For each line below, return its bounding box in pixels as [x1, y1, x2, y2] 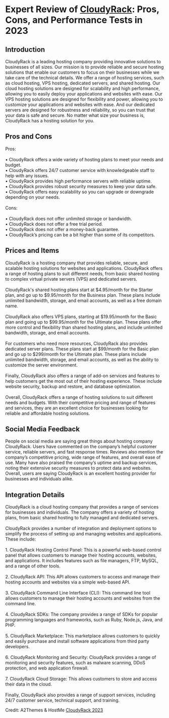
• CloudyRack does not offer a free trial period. [5, 221, 103, 227]
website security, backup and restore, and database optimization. [5, 383, 141, 389]
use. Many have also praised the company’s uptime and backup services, [5, 460, 158, 466]
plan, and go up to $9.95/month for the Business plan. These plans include [5, 292, 160, 298]
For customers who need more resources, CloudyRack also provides [5, 340, 148, 346]
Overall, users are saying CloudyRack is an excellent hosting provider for [5, 470, 156, 476]
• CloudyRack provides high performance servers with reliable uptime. [5, 178, 152, 184]
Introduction [5, 45, 45, 54]
